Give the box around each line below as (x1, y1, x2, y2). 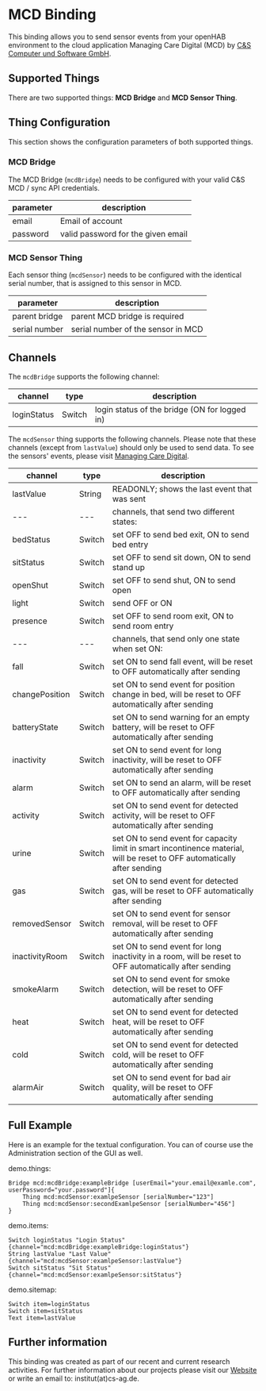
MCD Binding (8, 6, 97, 24)
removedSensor (12, 918, 72, 929)
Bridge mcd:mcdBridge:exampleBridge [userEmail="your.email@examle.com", (8, 1179, 257, 1187)
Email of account (60, 215, 123, 226)
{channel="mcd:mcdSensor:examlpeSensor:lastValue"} (8, 1257, 182, 1265)
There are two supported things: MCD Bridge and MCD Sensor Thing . (8, 93, 237, 102)
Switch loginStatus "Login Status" (8, 1236, 126, 1244)
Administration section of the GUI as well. (8, 1148, 143, 1158)
